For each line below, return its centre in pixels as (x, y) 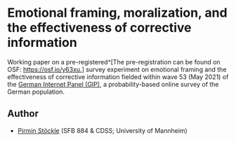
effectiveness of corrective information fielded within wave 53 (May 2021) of (118, 77)
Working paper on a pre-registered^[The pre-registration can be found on (114, 62)
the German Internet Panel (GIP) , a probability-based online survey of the (113, 84)
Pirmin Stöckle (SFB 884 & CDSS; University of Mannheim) (102, 130)
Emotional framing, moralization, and (117, 13)
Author (23, 114)
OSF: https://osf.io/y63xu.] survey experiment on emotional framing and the (117, 69)
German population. (36, 92)
